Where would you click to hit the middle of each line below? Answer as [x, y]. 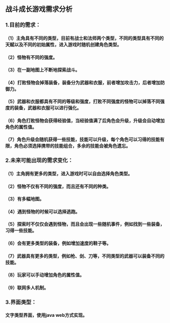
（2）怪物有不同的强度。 [31, 57]
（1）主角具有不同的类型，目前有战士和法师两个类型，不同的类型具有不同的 [85, 38]
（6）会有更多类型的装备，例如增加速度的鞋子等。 [58, 243]
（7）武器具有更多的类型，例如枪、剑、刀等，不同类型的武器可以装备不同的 [85, 256]
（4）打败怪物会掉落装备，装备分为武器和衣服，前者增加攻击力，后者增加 [83, 82]
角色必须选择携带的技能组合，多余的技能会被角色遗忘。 [72, 146]
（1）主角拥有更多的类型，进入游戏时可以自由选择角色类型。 [69, 173]
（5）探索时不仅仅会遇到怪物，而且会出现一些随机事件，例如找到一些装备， [85, 224]
